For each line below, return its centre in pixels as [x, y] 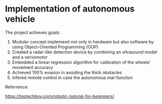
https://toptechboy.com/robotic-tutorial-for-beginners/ [60, 96]
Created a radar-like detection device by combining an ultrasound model [85, 52]
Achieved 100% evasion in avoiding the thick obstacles [67, 72]
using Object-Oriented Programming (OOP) [55, 47]
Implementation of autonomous [70, 9]
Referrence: [17, 87]
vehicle [20, 19]
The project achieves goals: [33, 32]
